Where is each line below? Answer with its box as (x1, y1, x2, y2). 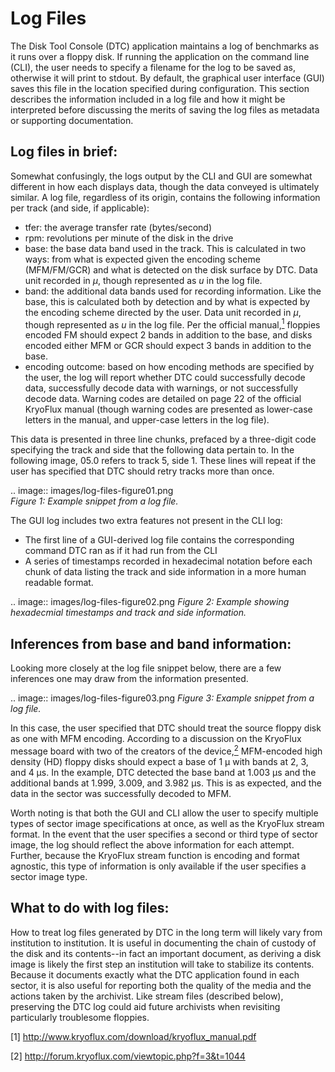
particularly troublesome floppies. (10, 1011, 150, 1023)
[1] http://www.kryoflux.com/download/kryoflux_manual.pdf (10, 1030, 257, 1042)
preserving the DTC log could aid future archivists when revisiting (10, 1000, 281, 1012)
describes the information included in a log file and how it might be (10, 93, 286, 105)
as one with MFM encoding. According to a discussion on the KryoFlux (10, 733, 302, 745)
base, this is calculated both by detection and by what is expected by (24, 295, 311, 307)
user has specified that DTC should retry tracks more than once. (10, 465, 275, 477)
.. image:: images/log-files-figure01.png (10, 485, 174, 497)
